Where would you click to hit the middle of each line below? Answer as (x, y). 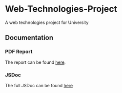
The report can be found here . (35, 62)
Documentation (29, 38)
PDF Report (19, 52)
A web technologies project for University (47, 22)
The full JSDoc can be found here (39, 85)
